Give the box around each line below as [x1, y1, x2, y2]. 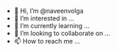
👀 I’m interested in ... [13, 14, 74, 22]
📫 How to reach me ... [13, 37, 80, 45]
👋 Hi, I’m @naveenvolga [13, 7, 84, 15]
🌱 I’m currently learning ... [13, 22, 90, 30]
